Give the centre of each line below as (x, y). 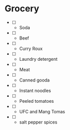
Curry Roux (31, 48)
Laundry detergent (38, 59)
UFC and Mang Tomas (42, 111)
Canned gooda (35, 80)
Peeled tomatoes (36, 101)
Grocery (22, 9)
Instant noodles (35, 90)
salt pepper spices (38, 122)
